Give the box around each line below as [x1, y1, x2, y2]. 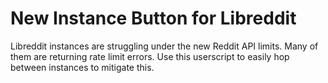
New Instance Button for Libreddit [10, 7, 297, 30]
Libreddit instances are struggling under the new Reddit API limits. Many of [10, 40, 319, 52]
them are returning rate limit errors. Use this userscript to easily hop [10, 50, 290, 62]
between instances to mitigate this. [10, 61, 155, 73]
